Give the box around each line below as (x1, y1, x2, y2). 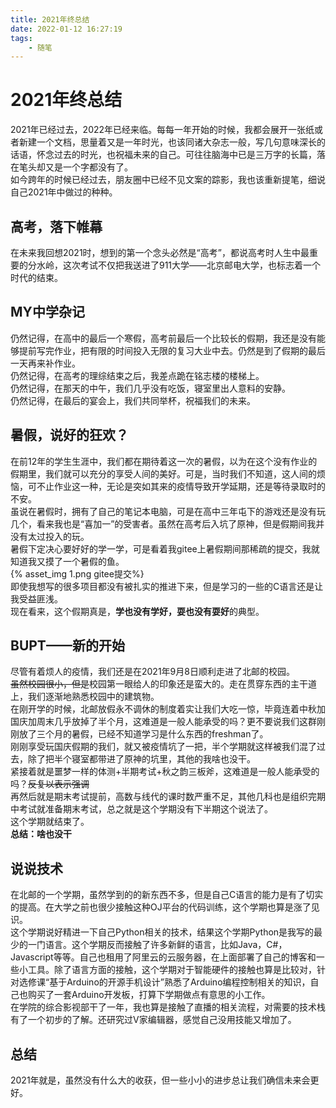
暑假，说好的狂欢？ (10, 427, 129, 444)
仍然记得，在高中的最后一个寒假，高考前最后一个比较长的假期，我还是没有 (10, 332, 317, 344)
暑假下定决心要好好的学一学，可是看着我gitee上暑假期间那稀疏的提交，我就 (10, 542, 320, 555)
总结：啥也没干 (10, 828, 72, 840)
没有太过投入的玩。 (10, 530, 90, 542)
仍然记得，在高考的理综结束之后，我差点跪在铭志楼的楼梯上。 (10, 369, 265, 381)
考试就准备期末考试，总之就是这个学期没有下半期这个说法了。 (18, 803, 273, 815)
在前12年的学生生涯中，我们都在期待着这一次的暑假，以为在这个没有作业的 (10, 455, 318, 467)
